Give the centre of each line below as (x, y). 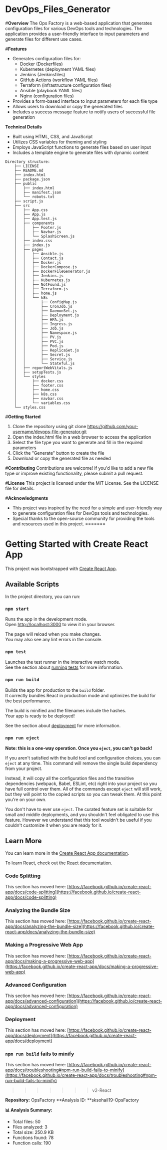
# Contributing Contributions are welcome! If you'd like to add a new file (79, 468)
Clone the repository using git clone (49, 426)
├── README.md (29, 170)
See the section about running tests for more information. (64, 667)
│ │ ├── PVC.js (39, 341)
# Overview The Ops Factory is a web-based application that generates (79, 23)
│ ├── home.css (36, 390)
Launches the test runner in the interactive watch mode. (63, 662)
